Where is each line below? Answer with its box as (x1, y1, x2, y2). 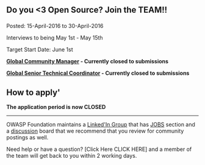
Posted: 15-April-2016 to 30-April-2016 (6, 23, 104, 30)
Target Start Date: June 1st (6, 46, 73, 54)
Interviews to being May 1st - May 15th (6, 34, 103, 41)
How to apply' (6, 87, 60, 97)
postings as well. (6, 134, 49, 141)
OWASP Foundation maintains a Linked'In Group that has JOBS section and (6, 121, 195, 128)
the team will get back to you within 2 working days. (6, 152, 137, 160)
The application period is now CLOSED (6, 104, 106, 111)
